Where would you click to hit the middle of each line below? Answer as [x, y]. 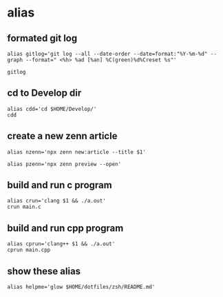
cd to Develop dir [44, 93]
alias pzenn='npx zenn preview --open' [64, 164]
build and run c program [60, 185]
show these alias [44, 271]
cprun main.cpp [29, 250]
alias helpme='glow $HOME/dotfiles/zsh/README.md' [81, 287]
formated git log [42, 38]
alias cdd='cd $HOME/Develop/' [52, 109]
